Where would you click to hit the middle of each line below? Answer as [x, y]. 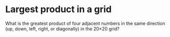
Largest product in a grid [58, 9]
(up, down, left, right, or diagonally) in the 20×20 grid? [63, 28]
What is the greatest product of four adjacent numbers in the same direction [85, 23]
